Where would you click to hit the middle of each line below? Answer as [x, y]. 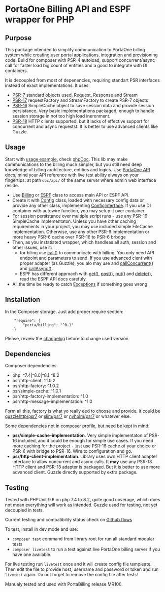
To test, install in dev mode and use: [42, 529]
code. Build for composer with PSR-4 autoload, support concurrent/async [80, 60]
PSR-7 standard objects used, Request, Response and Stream [75, 95]
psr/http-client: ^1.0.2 [34, 381]
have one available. [32, 554]
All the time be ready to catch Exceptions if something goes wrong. [80, 284]
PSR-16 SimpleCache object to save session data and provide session [83, 105]
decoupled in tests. [25, 510]
